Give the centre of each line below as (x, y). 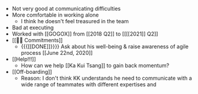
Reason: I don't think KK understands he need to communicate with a (106, 78)
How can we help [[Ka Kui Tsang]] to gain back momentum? (95, 65)
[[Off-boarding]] (32, 72)
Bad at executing (33, 27)
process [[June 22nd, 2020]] (57, 53)
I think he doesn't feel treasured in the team (75, 21)
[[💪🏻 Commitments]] (37, 40)
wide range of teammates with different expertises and (89, 84)
